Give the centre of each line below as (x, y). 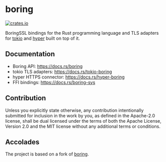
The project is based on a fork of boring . (47, 154)
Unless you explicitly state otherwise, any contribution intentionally (74, 110)
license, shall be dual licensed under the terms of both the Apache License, (84, 121)
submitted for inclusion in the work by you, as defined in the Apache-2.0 (80, 115)
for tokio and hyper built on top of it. (43, 38)
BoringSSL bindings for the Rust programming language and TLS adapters (82, 33)
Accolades (22, 142)
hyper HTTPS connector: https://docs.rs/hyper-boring (68, 77)
